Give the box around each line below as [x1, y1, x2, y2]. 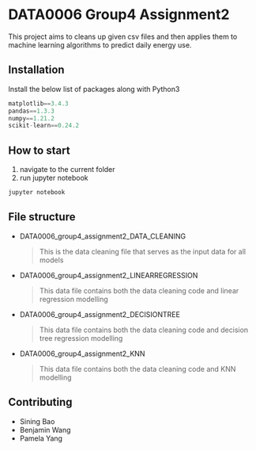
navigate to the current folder [19, 165, 116, 174]
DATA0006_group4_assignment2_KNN [19, 349, 145, 358]
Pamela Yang [19, 434, 63, 443]
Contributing [8, 396, 73, 409]
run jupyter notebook [19, 173, 88, 183]
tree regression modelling [39, 333, 123, 342]
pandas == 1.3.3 [8, 107, 55, 115]
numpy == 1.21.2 [8, 114, 55, 122]
